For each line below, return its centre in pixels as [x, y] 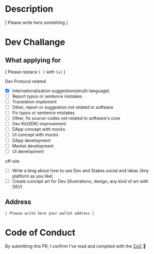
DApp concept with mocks [39, 129]
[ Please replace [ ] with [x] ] [35, 72]
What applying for [33, 60]
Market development [33, 146]
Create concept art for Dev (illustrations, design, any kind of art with [80, 181]
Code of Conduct [40, 232]
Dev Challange [35, 42]
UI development [28, 151]
